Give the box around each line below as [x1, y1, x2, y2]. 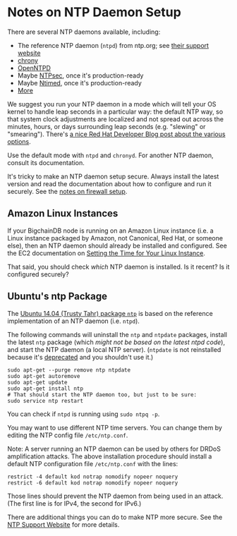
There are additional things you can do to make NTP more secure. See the [7, 513, 223, 521]
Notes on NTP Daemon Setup [7, 4, 181, 20]
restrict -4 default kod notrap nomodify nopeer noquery [7, 473, 178, 480]
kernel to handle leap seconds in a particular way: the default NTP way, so [7, 107, 224, 116]
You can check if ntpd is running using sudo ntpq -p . [7, 410, 160, 418]
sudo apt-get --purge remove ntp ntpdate [7, 366, 131, 374]
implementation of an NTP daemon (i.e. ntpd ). [7, 317, 140, 325]
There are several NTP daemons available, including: [7, 28, 161, 36]
